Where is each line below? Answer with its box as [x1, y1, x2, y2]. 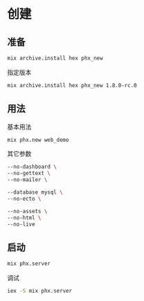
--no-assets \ [7, 208, 48, 215]
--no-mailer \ [7, 176, 48, 183]
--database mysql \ [7, 189, 63, 196]
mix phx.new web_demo [7, 136, 70, 143]
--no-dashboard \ [7, 163, 57, 170]
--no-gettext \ [7, 170, 51, 177]
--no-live [7, 221, 36, 228]
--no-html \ [7, 214, 41, 221]
